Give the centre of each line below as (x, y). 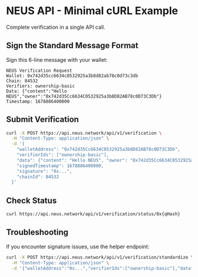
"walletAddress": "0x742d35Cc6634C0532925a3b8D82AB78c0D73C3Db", (99, 149)
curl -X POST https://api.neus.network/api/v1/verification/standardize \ (100, 257)
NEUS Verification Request (39, 71)
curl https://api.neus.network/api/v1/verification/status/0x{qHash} (93, 214)
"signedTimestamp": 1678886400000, (60, 166)
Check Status (32, 200)
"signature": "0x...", (44, 171)
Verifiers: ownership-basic (41, 86)
